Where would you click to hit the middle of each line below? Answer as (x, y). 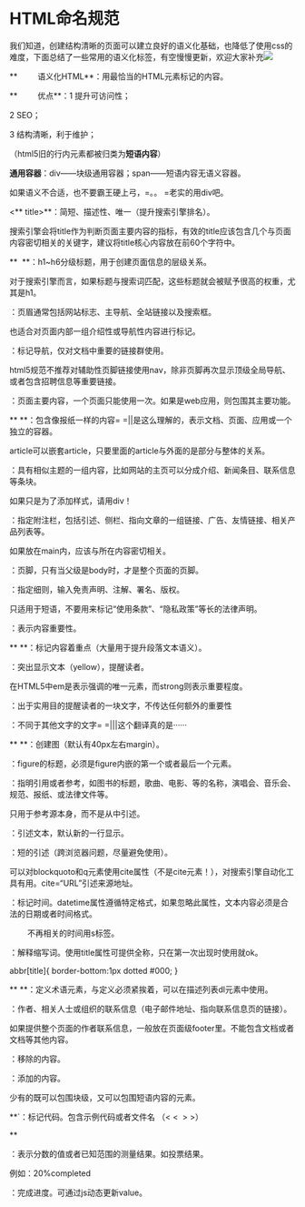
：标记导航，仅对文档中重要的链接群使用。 (89, 350)
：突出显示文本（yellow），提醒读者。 (79, 666)
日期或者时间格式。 (61, 913)
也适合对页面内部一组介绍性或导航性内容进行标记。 (105, 331)
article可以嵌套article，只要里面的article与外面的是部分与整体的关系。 (140, 451)
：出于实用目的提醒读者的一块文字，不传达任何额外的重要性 (121, 705)
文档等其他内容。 (41, 1040)
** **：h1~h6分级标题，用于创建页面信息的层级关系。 (110, 261)
